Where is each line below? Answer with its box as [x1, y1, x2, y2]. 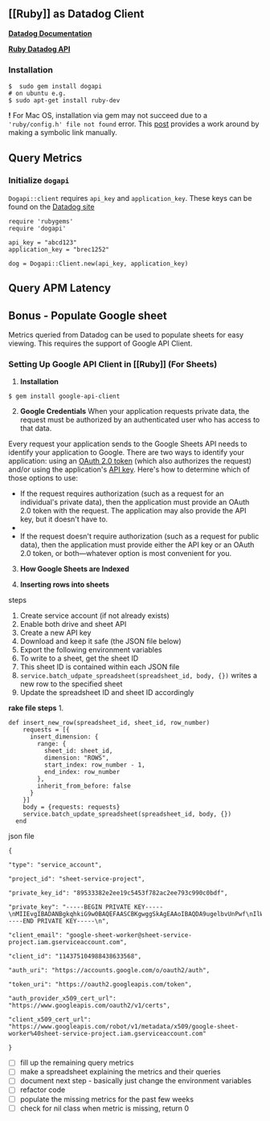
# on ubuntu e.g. [8, 89, 67, 98]
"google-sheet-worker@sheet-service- [65, 931, 193, 939]
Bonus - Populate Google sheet [8, 309, 167, 322]
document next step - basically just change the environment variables [19, 1076, 252, 1086]
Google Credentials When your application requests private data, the [19, 407, 250, 416]
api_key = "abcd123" [8, 238, 78, 247]
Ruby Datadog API [8, 44, 71, 54]
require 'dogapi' [8, 224, 67, 232]
